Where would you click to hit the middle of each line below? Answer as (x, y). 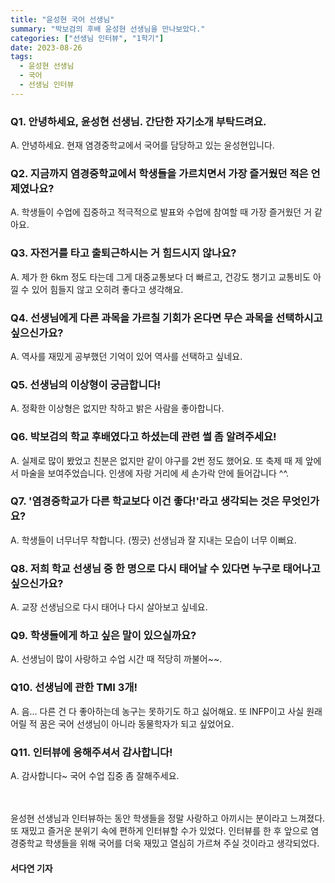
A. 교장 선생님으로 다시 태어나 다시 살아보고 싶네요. (109, 607)
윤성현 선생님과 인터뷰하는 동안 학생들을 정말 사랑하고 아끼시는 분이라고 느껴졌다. (168, 818)
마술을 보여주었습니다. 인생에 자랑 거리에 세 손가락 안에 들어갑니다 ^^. (155, 473)
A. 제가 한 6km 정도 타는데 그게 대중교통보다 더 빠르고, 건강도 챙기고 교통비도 (161, 277)
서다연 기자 (31, 868)
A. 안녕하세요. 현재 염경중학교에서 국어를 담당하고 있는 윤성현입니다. (142, 145)
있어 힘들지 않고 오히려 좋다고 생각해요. (107, 289)
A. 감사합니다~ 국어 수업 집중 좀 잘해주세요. (95, 776)
